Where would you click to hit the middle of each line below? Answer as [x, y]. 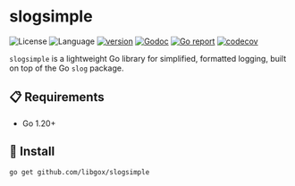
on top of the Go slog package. [67, 68]
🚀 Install [32, 152]
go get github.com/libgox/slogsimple [80, 172]
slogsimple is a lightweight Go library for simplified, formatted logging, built [148, 58]
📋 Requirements [57, 97]
